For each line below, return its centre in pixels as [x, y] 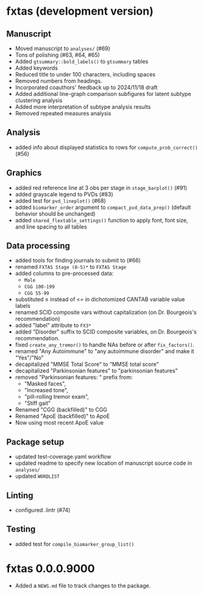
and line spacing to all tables [51, 227]
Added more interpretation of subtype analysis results [83, 107]
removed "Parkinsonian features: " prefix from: [74, 378]
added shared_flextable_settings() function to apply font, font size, [101, 220]
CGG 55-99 [37, 294]
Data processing [38, 246]
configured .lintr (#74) [43, 510]
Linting [20, 495]
